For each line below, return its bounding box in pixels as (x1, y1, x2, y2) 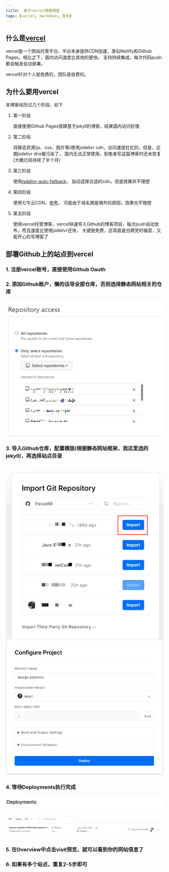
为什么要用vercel (6, 87, 59, 96)
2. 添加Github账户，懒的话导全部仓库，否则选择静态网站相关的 (6, 281, 157, 288)
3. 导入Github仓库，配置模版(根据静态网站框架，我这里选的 (6, 445, 148, 452)
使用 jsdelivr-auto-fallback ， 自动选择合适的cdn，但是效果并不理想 (13, 178, 150, 184)
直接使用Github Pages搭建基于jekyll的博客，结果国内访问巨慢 (13, 123, 140, 129)
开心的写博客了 (17, 234, 49, 240)
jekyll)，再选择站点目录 (6, 453, 62, 460)
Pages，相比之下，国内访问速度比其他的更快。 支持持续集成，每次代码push (6, 54, 162, 60)
